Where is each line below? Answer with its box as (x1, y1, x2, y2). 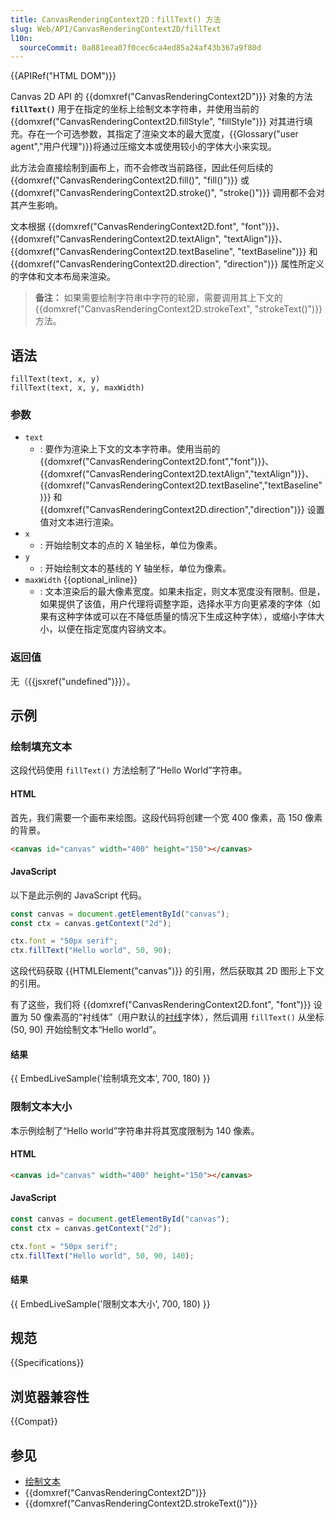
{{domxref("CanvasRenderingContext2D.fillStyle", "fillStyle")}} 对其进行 (10, 116, 305, 128)
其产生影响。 (10, 199, 63, 211)
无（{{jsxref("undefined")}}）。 (10, 675, 136, 687)
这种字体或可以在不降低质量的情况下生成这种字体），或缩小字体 (57, 611, 317, 623)
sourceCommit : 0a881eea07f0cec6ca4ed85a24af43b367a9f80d (19, 42, 262, 53)
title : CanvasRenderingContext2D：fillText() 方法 (10, 14, 222, 25)
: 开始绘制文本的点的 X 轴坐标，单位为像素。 (39, 539, 223, 551)
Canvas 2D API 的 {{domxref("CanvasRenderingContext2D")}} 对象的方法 (10, 91, 313, 103)
